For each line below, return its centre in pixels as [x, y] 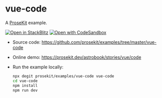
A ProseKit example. [26, 23]
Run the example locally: [38, 67]
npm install [25, 85]
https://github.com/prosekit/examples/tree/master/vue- [99, 42]
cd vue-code [25, 81]
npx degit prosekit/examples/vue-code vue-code [63, 76]
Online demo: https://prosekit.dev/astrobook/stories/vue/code [77, 57]
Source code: [26, 42]
